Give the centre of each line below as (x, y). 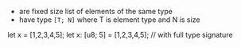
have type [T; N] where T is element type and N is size (109, 20)
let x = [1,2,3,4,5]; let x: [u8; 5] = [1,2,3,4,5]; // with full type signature (120, 35)
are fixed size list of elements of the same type (95, 11)
